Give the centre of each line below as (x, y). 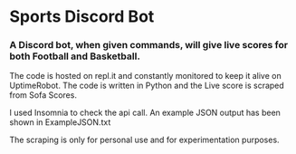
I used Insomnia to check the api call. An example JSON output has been (145, 113)
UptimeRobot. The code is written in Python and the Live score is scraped (147, 86)
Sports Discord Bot (82, 17)
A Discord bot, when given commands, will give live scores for (148, 45)
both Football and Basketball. (75, 56)
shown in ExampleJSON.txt (60, 122)
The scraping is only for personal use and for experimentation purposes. (144, 140)
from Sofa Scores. (43, 95)
